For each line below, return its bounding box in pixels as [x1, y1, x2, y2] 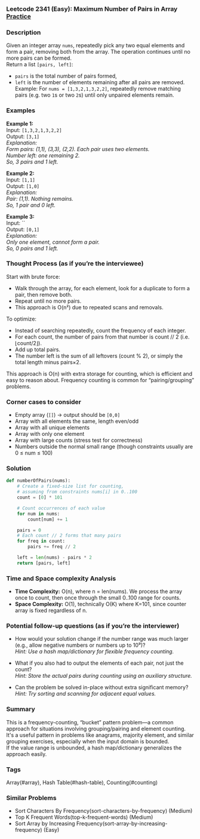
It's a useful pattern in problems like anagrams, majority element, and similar [6, 731, 194, 739]
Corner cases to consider [6, 398, 82, 406]
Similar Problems [6, 794, 57, 802]
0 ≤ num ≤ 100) [14, 450, 53, 457]
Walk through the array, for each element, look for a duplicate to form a [14, 284, 190, 291]
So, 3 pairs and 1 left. [6, 158, 59, 165]
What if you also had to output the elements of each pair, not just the [14, 659, 184, 667]
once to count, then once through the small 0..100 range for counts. [14, 594, 181, 601]
